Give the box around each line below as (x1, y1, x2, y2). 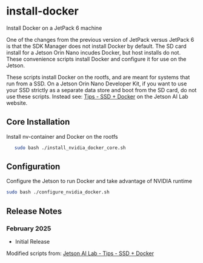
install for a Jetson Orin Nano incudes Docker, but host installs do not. (6, 48, 181, 56)
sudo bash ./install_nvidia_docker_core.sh (14, 144, 126, 151)
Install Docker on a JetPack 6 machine (6, 24, 102, 32)
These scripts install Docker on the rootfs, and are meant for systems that (6, 73, 190, 81)
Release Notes (6, 206, 62, 216)
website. (6, 99, 28, 107)
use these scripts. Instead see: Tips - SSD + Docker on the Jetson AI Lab (6, 93, 189, 100)
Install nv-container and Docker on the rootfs (6, 133, 118, 140)
